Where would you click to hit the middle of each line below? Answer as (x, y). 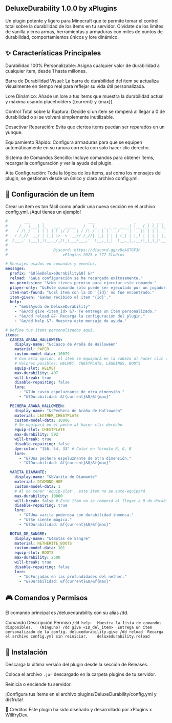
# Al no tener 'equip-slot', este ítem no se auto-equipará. (81, 491)
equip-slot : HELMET (35, 368)
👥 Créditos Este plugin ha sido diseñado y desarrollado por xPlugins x (79, 710)
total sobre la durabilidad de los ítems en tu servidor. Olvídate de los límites (84, 26)
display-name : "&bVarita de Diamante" (56, 477)
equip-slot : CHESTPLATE (40, 430)
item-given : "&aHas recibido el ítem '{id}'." (60, 297)
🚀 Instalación (26, 652)
